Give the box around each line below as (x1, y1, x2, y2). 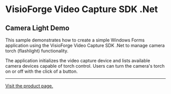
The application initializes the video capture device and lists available (5, 58, 150, 64)
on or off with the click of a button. (5, 68, 78, 74)
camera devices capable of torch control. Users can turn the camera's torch (5, 63, 165, 69)
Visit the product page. (5, 83, 53, 89)
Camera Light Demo (5, 24, 70, 32)
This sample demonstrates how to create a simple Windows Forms (5, 37, 145, 43)
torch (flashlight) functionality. (5, 48, 69, 54)
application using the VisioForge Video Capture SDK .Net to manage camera (5, 42, 165, 49)
